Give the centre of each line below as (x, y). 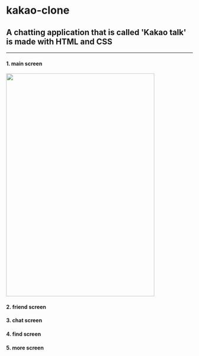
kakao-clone (38, 10)
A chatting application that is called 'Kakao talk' (96, 32)
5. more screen (25, 348)
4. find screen (24, 334)
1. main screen (24, 64)
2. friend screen (26, 307)
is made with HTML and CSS (59, 41)
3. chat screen (24, 320)
